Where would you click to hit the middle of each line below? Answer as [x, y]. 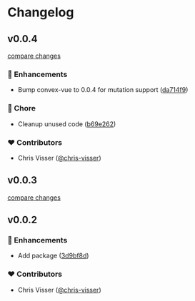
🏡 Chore [21, 108]
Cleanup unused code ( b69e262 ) [67, 124]
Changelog [41, 12]
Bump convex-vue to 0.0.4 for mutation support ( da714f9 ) [103, 90]
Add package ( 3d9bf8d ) [53, 256]
